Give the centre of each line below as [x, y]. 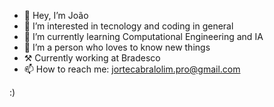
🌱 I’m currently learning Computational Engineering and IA [143, 36]
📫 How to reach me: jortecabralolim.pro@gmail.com [132, 69]
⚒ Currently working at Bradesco [92, 58]
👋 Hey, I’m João [56, 15]
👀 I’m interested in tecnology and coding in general [128, 26]
